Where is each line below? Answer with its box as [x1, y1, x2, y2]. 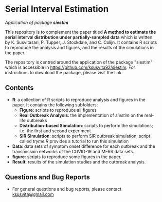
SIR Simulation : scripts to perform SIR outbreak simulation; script [19, 133, 151, 139]
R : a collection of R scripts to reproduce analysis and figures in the [12, 97, 146, 102]
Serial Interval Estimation [5, 3, 109, 15]
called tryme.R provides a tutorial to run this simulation [19, 138, 129, 144]
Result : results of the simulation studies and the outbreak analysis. [12, 159, 146, 164]
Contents [5, 84, 34, 92]
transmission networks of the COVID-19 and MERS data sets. [12, 148, 135, 154]
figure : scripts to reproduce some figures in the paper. [12, 154, 122, 160]
